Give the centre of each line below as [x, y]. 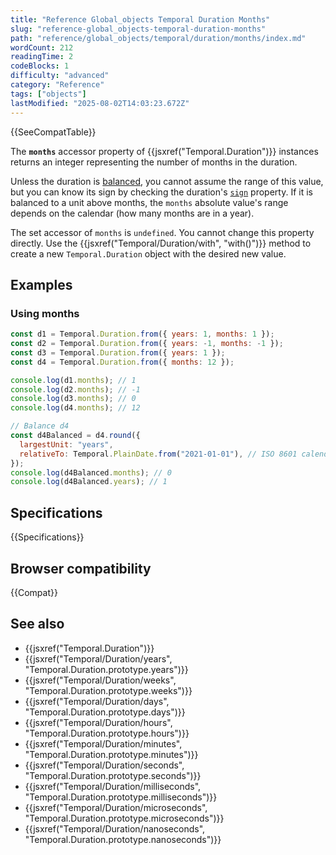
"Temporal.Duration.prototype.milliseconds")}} [121, 797]
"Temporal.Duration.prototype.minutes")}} [111, 754]
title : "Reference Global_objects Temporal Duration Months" [140, 19]
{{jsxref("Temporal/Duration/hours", [98, 722]
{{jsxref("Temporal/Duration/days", [97, 701]
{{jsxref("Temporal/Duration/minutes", [103, 743]
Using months [45, 313]
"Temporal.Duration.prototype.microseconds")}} [124, 818]
